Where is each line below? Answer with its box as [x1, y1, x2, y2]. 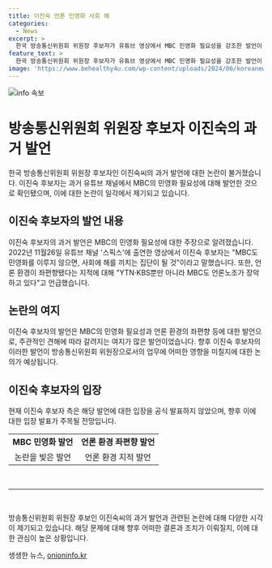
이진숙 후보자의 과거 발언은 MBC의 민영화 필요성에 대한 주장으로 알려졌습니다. [8, 237, 253, 247]
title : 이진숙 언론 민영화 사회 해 [8, 11, 110, 20]
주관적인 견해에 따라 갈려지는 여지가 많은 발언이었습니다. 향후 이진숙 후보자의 [19, 337, 261, 347]
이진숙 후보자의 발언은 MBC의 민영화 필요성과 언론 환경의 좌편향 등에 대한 [8, 327, 240, 336]
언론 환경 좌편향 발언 [80, 437, 155, 448]
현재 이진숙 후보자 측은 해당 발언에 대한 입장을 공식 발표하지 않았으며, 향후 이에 [8, 406, 257, 416]
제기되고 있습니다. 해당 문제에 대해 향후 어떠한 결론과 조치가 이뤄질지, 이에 [16, 523, 250, 533]
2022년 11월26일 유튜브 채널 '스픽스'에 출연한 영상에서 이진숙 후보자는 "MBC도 [8, 247, 259, 257]
